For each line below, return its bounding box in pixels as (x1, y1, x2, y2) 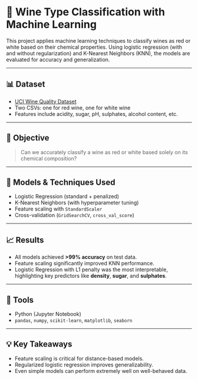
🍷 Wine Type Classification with (6, 5, 165, 19)
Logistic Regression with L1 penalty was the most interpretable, (14, 266, 168, 273)
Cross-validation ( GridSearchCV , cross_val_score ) (14, 212, 134, 219)
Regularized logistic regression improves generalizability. (14, 361, 153, 368)
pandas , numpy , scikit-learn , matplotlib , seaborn (14, 317, 133, 324)
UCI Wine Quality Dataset (14, 98, 77, 105)
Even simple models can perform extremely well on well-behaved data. (14, 367, 187, 374)
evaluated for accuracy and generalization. (6, 56, 110, 63)
